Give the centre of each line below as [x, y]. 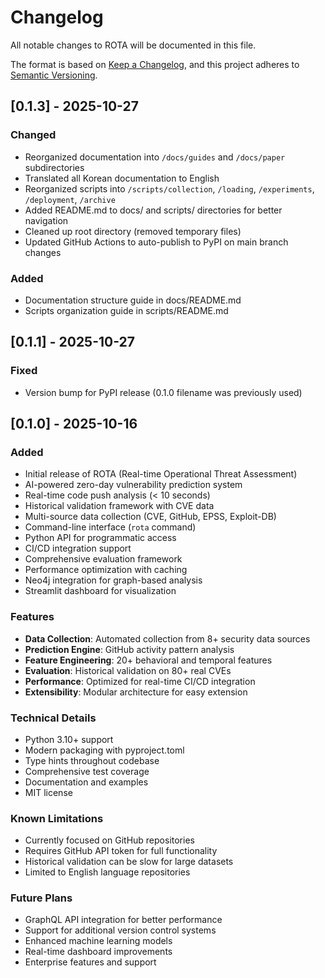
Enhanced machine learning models [98, 941]
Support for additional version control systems [120, 930]
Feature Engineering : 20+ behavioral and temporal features [148, 660]
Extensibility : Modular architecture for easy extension [136, 692]
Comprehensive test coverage [87, 771]
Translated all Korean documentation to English [122, 178]
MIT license [48, 792]
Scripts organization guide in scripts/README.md [126, 310]
